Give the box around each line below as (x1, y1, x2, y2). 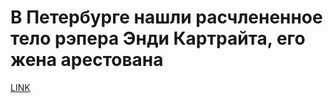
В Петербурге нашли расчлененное (10, 6, 323, 29)
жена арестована (10, 49, 164, 71)
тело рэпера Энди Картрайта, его (10, 27, 306, 50)
